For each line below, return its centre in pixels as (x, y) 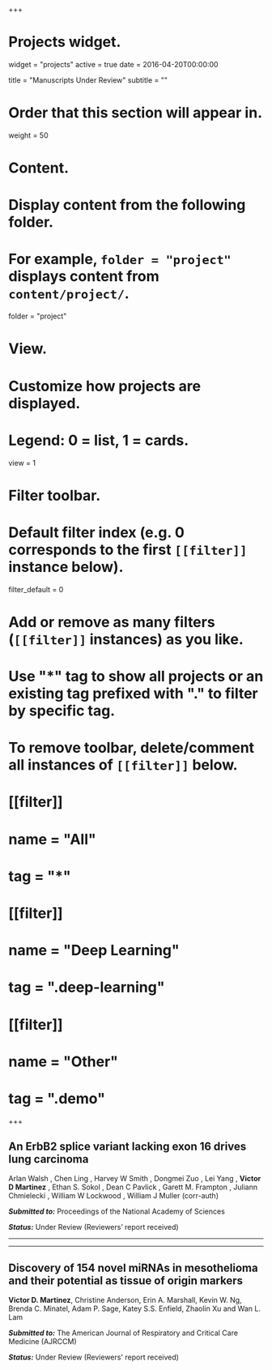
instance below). (66, 567)
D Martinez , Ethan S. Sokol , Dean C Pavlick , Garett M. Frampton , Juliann (133, 1187)
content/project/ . (69, 294)
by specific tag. (62, 711)
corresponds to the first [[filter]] (128, 550)
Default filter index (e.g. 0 (96, 532)
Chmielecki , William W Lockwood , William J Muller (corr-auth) (113, 1196)
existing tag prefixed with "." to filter (134, 694)
